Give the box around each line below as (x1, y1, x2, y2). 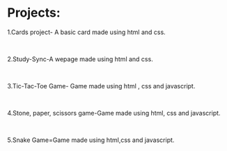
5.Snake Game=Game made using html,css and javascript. (7, 136, 175, 144)
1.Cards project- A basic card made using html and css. (7, 28, 166, 36)
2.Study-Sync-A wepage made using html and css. (7, 54, 153, 63)
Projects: (7, 5, 61, 21)
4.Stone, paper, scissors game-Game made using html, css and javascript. (7, 109, 221, 117)
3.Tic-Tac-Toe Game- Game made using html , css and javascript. (7, 81, 196, 90)
